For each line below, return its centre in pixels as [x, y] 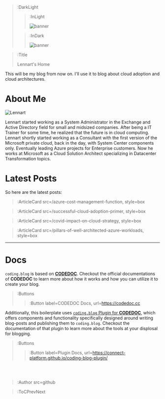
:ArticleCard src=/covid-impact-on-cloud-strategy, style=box [79, 220]
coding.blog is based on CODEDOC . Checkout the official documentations [80, 274]
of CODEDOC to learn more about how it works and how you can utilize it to [82, 279]
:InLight [37, 16]
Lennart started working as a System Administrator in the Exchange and [78, 122]
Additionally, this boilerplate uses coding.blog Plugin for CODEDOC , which [80, 312]
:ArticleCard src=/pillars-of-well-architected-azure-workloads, [80, 230]
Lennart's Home [33, 64]
